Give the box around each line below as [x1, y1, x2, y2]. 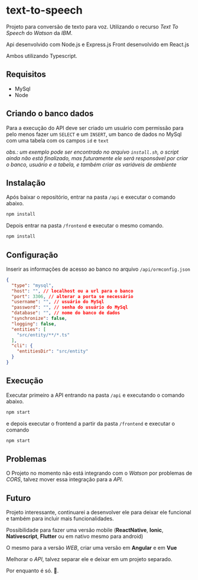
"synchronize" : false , [11, 316, 67, 322]
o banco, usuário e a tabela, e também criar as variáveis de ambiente [6, 161, 177, 168]
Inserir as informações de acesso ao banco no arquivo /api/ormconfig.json [6, 265, 190, 273]
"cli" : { [11, 343, 33, 349]
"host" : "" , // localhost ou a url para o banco [11, 288, 134, 294]
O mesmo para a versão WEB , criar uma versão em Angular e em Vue [6, 545, 177, 552]
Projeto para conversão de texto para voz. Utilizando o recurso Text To [6, 23, 178, 30]
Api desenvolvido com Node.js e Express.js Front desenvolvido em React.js [6, 41, 189, 48]
